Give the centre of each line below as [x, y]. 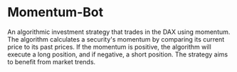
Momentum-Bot [56, 12]
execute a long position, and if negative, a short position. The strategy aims [118, 54]
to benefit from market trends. [52, 61]
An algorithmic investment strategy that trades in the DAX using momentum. [119, 32]
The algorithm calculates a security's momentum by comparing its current [116, 39]
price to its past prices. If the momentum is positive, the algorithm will [109, 47]
